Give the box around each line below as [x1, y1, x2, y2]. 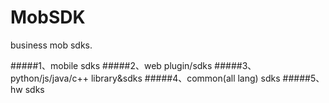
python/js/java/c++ [10, 72, 90, 84]
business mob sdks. [10, 39, 93, 51]
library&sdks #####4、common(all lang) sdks [90, 72, 281, 84]
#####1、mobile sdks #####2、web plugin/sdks [10, 59, 213, 71]
